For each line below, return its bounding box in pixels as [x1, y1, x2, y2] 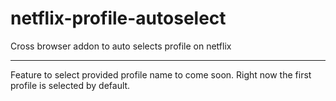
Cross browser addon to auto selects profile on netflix [10, 40, 232, 52]
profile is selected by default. [10, 79, 131, 91]
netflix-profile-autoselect [10, 7, 227, 30]
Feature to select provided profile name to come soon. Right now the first [10, 68, 312, 81]
